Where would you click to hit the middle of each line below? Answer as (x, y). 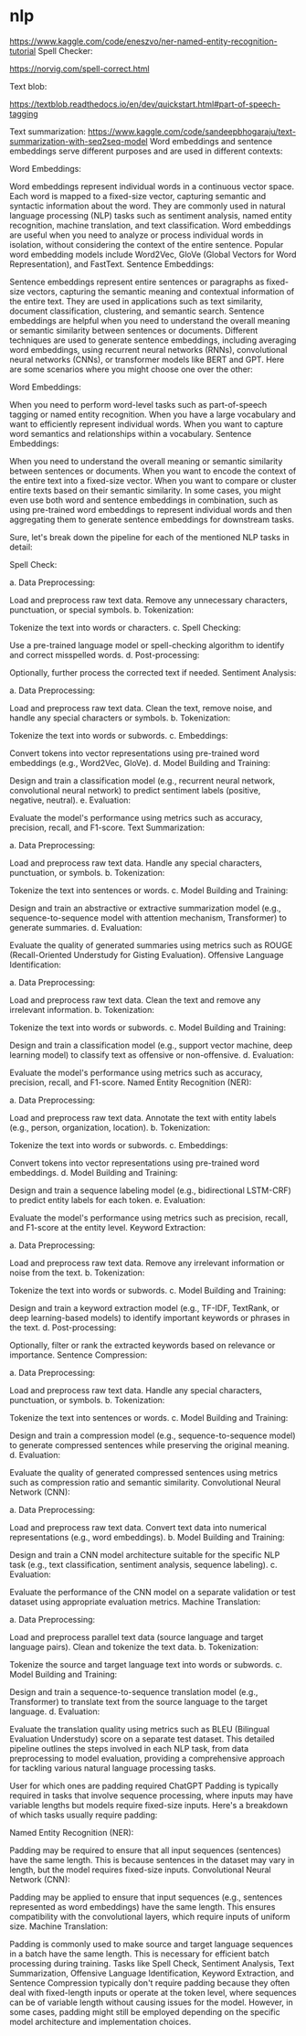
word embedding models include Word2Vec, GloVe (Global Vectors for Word (153, 254)
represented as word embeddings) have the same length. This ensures (142, 1906)
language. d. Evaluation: (55, 1711)
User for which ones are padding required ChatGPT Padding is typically (144, 1785)
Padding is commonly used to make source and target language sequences (152, 1944)
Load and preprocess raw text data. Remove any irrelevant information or (147, 1263)
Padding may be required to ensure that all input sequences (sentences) (145, 1850)
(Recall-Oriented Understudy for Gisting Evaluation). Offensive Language (147, 954)
